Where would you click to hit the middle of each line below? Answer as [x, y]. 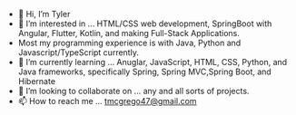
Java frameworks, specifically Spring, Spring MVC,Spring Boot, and [145, 72]
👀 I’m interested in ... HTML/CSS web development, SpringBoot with [145, 24]
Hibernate [37, 81]
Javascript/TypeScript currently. [78, 53]
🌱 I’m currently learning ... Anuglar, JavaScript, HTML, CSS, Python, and [153, 62]
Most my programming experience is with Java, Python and [129, 43]
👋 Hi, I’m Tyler [44, 14]
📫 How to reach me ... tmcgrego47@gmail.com [107, 101]
